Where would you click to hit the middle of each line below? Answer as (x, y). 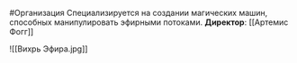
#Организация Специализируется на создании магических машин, (139, 13)
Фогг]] (22, 31)
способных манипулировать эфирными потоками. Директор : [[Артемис (149, 22)
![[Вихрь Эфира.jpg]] (49, 49)
